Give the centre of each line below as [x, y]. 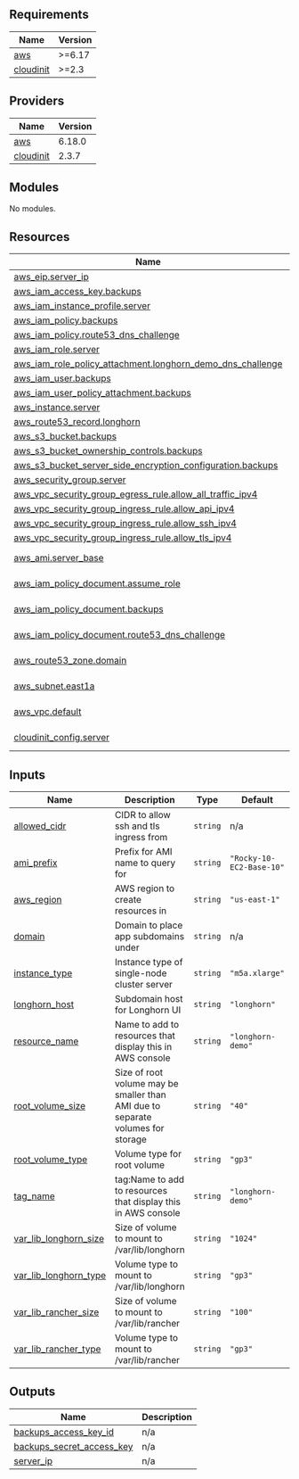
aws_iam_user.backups [62, 378]
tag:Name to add [149, 1179]
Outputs [32, 1392]
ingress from [141, 838]
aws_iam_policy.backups [66, 320]
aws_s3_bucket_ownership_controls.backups [108, 451]
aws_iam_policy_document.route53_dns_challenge [119, 635]
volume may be [147, 1084]
